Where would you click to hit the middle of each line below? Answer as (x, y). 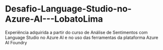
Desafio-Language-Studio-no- (68, 9)
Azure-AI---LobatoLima (54, 19)
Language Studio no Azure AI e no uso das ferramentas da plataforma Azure (82, 37)
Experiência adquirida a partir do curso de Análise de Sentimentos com (76, 32)
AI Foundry (16, 42)
